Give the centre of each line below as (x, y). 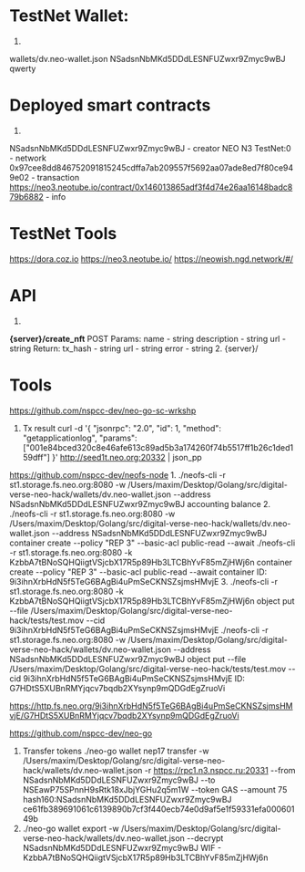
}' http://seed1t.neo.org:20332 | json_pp (127, 457)
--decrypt (205, 838)
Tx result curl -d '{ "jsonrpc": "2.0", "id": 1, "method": (122, 428)
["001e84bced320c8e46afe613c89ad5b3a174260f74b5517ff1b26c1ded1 (158, 447)
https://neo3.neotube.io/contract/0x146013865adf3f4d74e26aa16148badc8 (151, 187)
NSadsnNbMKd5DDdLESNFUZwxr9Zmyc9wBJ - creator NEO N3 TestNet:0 (150, 148)
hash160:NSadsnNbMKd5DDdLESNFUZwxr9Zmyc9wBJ (127, 799)
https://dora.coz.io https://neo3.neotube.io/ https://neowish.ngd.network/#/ (152, 259)
